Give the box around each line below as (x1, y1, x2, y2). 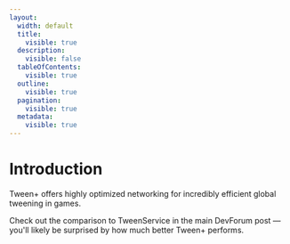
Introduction (9, 159, 103, 179)
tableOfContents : (17, 63, 82, 72)
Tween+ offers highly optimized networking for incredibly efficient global (9, 188, 277, 199)
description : (17, 46, 66, 55)
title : (17, 29, 42, 38)
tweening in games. (9, 198, 82, 208)
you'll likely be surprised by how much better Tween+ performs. (9, 224, 245, 235)
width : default (17, 21, 74, 30)
